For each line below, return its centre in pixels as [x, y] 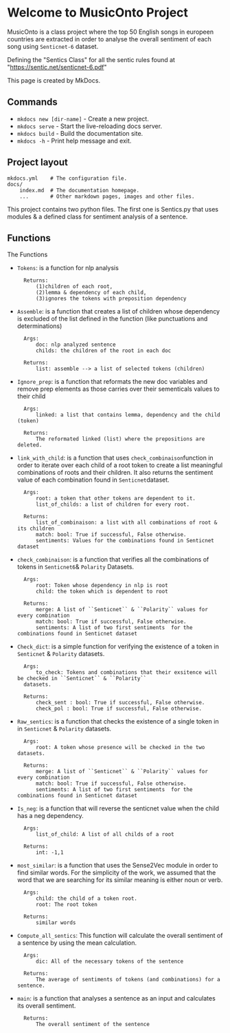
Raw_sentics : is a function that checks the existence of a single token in [118, 722]
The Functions [27, 255]
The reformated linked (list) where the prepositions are [120, 439]
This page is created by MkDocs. [54, 80]
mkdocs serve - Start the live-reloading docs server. [90, 126]
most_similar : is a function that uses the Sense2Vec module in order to [117, 866]
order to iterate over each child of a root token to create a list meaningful [120, 465]
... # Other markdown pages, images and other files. [107, 196]
